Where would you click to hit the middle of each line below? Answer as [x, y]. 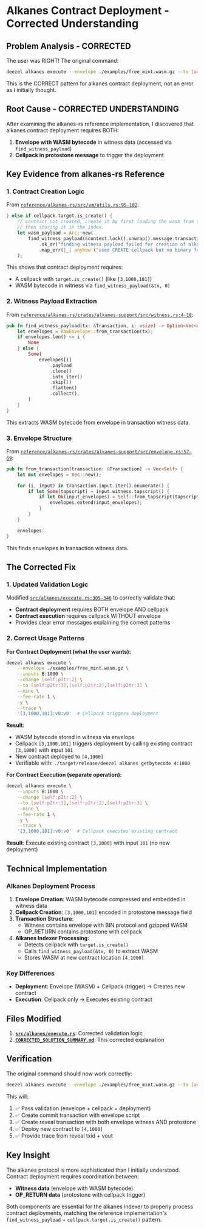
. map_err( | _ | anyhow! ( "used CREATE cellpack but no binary [115, 250]
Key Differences [30, 973]
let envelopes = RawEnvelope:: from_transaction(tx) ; [85, 331]
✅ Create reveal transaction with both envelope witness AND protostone [105, 1122]
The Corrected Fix [41, 567]
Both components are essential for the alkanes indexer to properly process [100, 1206]
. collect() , [65, 394]
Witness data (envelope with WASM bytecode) [74, 1188]
